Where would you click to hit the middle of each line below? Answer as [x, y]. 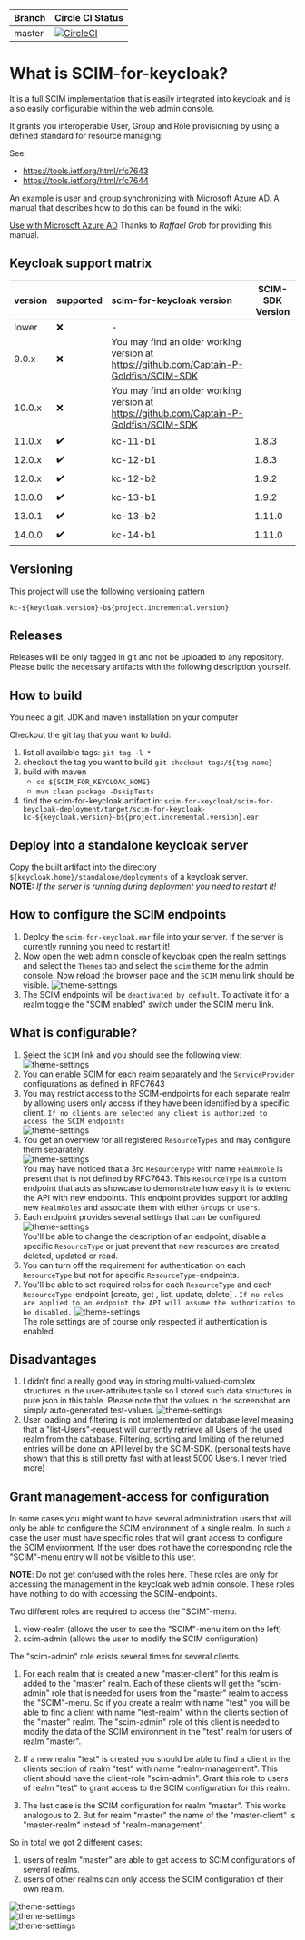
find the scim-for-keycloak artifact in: [92, 801]
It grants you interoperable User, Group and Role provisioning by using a [144, 125]
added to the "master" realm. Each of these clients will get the [138, 1684]
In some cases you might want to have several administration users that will [151, 1519]
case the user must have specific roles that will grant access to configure [147, 1538]
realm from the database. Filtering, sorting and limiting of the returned [153, 1439]
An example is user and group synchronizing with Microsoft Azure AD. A [144, 198]
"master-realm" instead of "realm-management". [114, 1825]
